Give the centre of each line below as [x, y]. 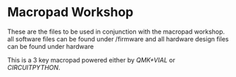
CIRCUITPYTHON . [34, 67]
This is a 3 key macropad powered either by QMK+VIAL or [91, 59]
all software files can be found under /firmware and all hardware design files [118, 38]
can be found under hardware [50, 46]
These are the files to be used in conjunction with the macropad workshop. [116, 31]
